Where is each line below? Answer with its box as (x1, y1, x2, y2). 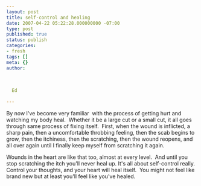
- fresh (6, 48, 26, 54)
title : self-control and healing (6, 14, 91, 21)
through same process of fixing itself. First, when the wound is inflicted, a (6, 122, 190, 130)
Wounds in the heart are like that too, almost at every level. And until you (6, 153, 188, 161)
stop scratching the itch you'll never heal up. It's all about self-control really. (6, 159, 195, 167)
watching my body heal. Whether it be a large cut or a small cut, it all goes (6, 116, 192, 123)
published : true (6, 31, 47, 37)
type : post (6, 25, 34, 32)
